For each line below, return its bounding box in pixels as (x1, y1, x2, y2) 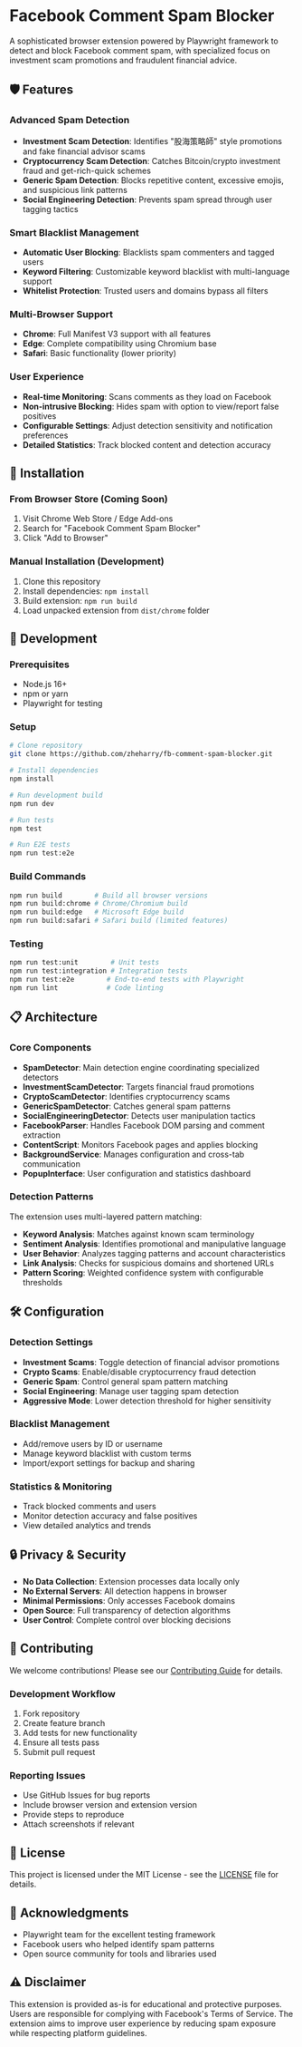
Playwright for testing (22, 698, 103, 709)
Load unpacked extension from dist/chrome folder (22, 605, 210, 616)
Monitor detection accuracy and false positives (22, 1510, 198, 1521)
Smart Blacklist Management (9, 226, 140, 238)
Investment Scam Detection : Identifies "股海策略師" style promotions (22, 135, 283, 146)
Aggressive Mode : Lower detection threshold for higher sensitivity (22, 1395, 271, 1406)
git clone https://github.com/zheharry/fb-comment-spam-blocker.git (9, 750, 273, 759)
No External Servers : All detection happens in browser (22, 1586, 228, 1596)
